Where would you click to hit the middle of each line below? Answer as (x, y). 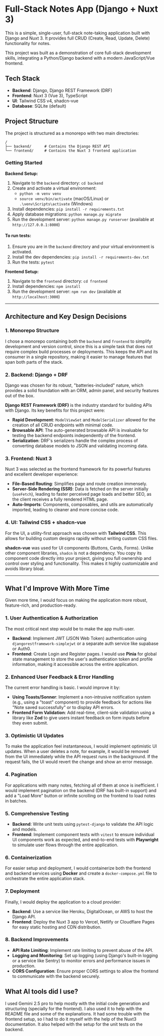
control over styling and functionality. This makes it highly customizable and (81, 563)
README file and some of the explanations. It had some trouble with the (77, 1014)
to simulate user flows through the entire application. (65, 845)
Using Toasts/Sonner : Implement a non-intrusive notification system (82, 697)
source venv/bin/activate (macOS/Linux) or (64, 198)
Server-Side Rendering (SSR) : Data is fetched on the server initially (80, 489)
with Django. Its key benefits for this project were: (55, 410)
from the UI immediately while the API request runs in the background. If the (82, 757)
